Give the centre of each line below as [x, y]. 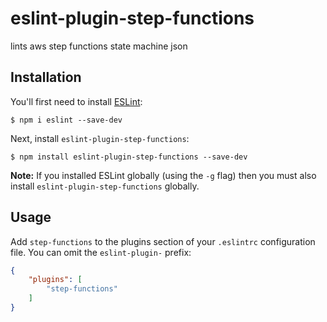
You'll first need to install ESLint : [76, 101]
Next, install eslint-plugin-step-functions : [100, 138]
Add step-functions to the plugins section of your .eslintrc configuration [163, 241]
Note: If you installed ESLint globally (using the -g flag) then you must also [163, 175]
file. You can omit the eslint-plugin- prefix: [101, 252]
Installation [46, 77]
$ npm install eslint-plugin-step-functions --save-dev [129, 157]
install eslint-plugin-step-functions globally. [105, 186]
